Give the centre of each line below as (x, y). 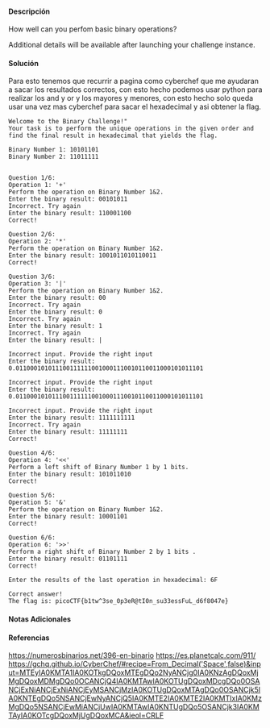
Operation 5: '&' (37, 503)
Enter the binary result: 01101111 (68, 559)
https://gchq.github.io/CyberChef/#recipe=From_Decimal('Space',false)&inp (135, 664)
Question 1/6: (32, 178)
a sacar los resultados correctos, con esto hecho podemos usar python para (135, 89)
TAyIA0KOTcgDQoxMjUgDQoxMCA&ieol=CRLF (86, 716)
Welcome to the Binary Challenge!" (68, 122)
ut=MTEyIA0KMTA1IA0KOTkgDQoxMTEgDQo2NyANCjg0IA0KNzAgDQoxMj (134, 672)
